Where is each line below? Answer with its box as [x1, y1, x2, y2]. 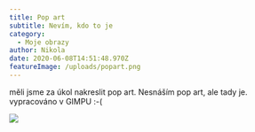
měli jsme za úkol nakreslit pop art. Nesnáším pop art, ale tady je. [9, 86, 248, 97]
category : [9, 29, 46, 38]
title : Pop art [9, 12, 66, 22]
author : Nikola [9, 46, 66, 55]
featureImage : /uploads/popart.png [9, 63, 141, 72]
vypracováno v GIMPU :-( [9, 96, 103, 106]
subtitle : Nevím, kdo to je [9, 21, 114, 30]
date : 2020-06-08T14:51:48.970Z [9, 54, 129, 63]
